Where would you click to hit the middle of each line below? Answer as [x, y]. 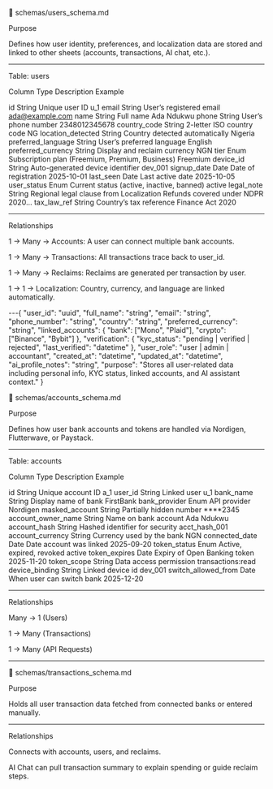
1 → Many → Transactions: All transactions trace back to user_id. [117, 257]
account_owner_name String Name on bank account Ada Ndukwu [119, 518]
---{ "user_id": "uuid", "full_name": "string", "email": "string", [110, 313]
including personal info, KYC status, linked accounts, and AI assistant [124, 373]
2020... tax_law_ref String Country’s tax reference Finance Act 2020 [123, 202]
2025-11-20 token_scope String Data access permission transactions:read [132, 561]
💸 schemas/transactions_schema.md [70, 673]
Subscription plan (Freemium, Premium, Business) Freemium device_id [127, 159]
